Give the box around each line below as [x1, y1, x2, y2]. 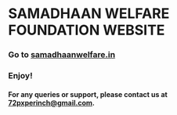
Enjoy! [8, 70, 33, 81]
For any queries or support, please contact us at [8, 89, 168, 99]
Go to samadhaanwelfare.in [8, 49, 116, 60]
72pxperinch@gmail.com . [8, 98, 96, 107]
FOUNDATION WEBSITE [8, 21, 165, 39]
